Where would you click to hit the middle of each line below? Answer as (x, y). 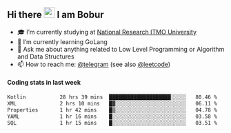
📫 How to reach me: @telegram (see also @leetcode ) (94, 64)
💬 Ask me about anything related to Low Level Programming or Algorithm (121, 49)
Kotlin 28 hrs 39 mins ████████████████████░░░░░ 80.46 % (112, 97)
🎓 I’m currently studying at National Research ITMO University (107, 32)
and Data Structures (46, 57)
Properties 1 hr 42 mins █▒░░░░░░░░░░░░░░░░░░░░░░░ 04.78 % (112, 110)
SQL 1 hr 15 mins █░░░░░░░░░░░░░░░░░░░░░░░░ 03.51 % (112, 123)
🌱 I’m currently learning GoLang (62, 41)
